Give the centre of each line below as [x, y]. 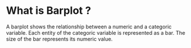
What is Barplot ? [48, 11]
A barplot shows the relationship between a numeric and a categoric [89, 27]
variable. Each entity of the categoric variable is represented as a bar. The [96, 32]
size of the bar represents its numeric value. [59, 39]
